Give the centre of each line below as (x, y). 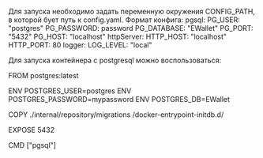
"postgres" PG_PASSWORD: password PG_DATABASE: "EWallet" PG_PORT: (131, 28)
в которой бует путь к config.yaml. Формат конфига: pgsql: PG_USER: (124, 20)
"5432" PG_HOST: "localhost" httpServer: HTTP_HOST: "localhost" (118, 36)
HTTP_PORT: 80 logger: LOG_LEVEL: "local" (80, 45)
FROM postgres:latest (43, 75)
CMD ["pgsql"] (32, 145)
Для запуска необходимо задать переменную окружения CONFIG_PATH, (131, 11)
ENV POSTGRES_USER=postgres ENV (70, 91)
